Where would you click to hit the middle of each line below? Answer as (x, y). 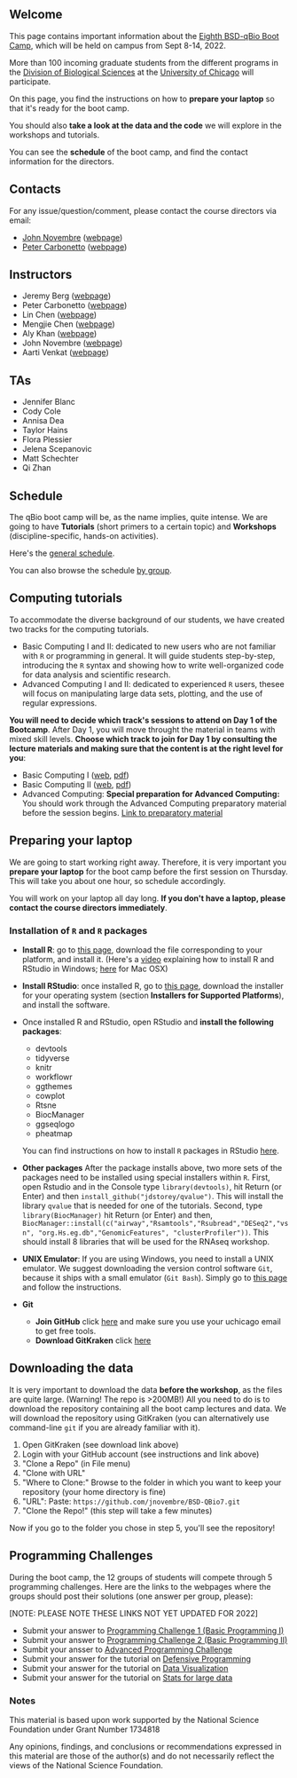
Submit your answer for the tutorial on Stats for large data (127, 1678)
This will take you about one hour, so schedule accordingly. (117, 881)
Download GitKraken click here (93, 1340)
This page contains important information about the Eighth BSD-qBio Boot (144, 36)
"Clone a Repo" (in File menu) (76, 1463)
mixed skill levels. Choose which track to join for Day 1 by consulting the (143, 739)
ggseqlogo (55, 1124)
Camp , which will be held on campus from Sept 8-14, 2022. (117, 45)
